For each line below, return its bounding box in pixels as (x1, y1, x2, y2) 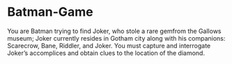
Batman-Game (7, 4, 93, 20)
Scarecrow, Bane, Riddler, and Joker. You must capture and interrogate (7, 41, 211, 50)
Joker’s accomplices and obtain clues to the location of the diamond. (7, 49, 206, 57)
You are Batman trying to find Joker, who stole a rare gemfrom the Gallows (7, 27, 222, 35)
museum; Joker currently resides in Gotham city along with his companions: (7, 34, 226, 42)
